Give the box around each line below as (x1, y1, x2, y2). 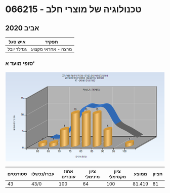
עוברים (61, 173, 76, 179)
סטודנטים (7, 171, 27, 177)
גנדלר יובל (7, 46, 27, 52)
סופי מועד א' (5, 60, 35, 67)
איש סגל (8, 38, 26, 45)
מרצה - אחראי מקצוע (31, 46, 72, 52)
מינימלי (84, 173, 100, 179)
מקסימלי (108, 173, 126, 179)
